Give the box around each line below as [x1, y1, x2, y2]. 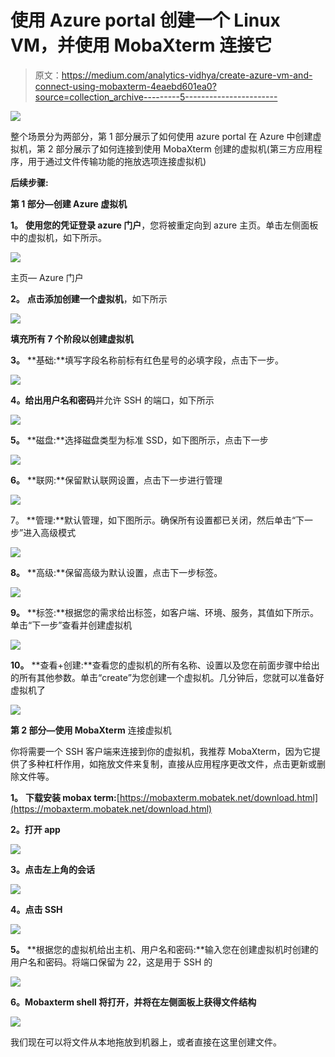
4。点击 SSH [10, 903, 63, 915]
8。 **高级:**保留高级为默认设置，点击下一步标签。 [10, 566, 223, 578]
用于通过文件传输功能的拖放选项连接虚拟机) [27, 155, 207, 167]
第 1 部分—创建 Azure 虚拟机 [10, 197, 128, 210]
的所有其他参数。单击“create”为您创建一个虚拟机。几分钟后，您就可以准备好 [10, 671, 325, 683]
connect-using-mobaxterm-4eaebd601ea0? [34, 80, 217, 92]
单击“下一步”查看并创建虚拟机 [10, 619, 133, 631]
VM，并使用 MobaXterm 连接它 [10, 34, 273, 57]
